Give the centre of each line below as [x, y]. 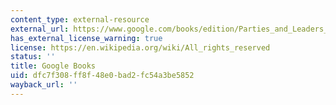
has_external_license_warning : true [86, 38]
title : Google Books [53, 66]
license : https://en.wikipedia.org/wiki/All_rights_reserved [140, 47]
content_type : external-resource [80, 19]
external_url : [40, 29]
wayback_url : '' [44, 85]
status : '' [33, 57]
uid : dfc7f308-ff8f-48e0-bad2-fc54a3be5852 [102, 76]
